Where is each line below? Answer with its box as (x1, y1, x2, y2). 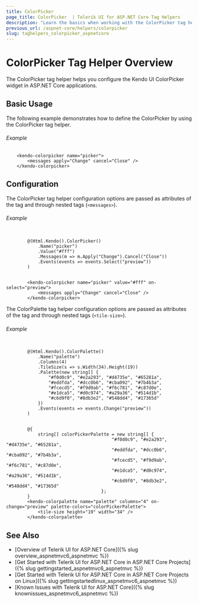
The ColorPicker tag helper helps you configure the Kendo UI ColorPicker (6, 76, 184, 83)
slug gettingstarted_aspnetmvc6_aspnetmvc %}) (25, 565, 143, 572)
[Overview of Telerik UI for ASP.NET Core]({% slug (14, 546, 138, 553)
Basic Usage (6, 99, 53, 109)
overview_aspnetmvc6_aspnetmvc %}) (14, 552, 109, 559)
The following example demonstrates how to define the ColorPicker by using (6, 115, 192, 122)
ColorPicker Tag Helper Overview (6, 56, 173, 70)
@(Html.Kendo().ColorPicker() (27, 238, 101, 244)
